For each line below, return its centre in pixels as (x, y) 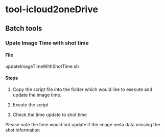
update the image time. (37, 95)
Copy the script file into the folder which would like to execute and (82, 89)
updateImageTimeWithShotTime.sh (42, 66)
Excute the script (30, 105)
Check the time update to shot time (50, 115)
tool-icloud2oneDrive (52, 9)
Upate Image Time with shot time (47, 43)
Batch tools (24, 28)
